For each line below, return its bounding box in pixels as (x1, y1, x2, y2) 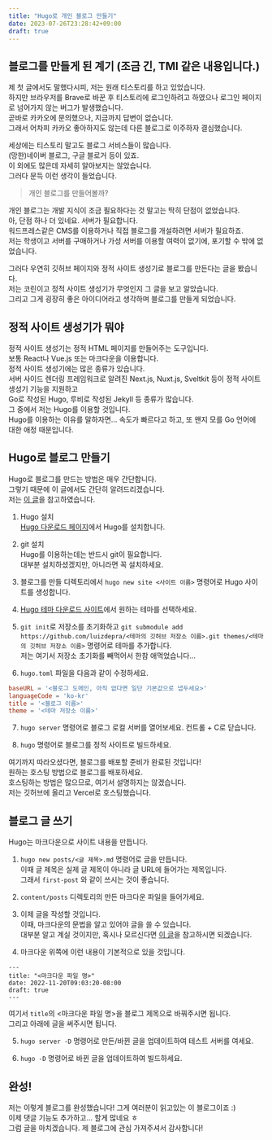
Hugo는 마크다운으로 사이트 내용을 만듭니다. (8, 837, 149, 847)
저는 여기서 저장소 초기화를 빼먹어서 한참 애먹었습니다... (19, 651, 196, 660)
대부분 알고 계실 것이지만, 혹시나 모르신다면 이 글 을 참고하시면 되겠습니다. (19, 930, 253, 940)
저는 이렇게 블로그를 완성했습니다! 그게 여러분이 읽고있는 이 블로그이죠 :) (8, 1103, 236, 1112)
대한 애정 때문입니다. (8, 425, 74, 434)
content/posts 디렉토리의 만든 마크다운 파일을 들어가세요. (19, 892, 205, 902)
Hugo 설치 (19, 511, 54, 521)
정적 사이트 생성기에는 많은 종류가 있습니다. (8, 364, 145, 373)
